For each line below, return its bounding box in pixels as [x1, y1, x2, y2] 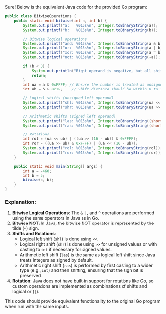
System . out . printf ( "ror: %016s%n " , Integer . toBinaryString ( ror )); [23, 150, 163, 155]
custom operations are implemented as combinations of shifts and [12, 283, 147, 289]
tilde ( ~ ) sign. [12, 225, 39, 231]
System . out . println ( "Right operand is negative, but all [31, 68, 152, 73]
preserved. [19, 273, 42, 279]
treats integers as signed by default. [19, 257, 93, 263]
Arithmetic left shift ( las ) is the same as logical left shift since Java [19, 252, 156, 258]
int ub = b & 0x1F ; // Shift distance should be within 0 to [23, 87, 158, 92]
